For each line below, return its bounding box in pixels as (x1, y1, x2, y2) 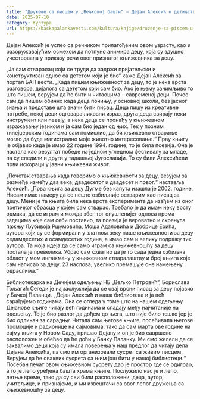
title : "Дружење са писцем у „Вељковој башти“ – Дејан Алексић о (6, 8, 171, 15)
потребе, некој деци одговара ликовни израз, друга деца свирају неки (6, 110, 186, 117)
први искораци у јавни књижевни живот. (6, 161, 111, 168)
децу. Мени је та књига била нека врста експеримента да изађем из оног (6, 198, 194, 205)
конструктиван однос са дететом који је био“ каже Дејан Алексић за (6, 72, 182, 79)
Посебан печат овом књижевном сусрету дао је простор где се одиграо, (6, 361, 193, 368)
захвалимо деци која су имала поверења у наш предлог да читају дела (6, 342, 188, 349)
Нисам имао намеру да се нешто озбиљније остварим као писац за (6, 191, 180, 198)
